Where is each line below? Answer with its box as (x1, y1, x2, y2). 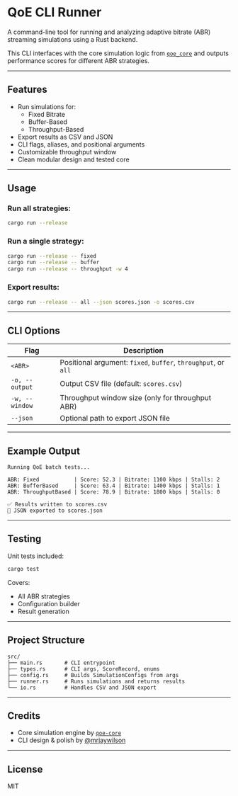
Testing (7, 533, 42, 545)
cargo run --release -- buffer (7, 259, 100, 266)
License (7, 763, 43, 775)
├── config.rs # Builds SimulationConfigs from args (7, 671, 179, 678)
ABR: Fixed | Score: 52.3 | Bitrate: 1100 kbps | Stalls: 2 (7, 476, 220, 484)
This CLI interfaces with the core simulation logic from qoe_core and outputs (7, 49, 229, 57)
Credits (7, 710, 41, 722)
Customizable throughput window (17, 147, 117, 156)
